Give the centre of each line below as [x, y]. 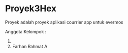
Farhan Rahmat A [30, 46]
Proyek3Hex [31, 9]
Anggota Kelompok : [26, 31]
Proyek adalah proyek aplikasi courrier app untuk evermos [64, 22]
